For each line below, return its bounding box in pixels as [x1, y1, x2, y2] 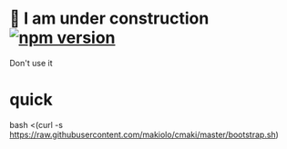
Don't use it [9, 57, 53, 68]
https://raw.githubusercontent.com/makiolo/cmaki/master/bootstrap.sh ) [9, 129, 280, 140]
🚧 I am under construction [9, 8, 210, 29]
